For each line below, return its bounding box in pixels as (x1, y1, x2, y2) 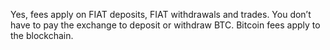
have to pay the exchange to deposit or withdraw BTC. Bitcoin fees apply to (10, 19, 321, 31)
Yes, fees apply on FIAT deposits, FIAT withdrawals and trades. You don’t (10, 9, 312, 20)
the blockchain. (10, 30, 74, 41)
